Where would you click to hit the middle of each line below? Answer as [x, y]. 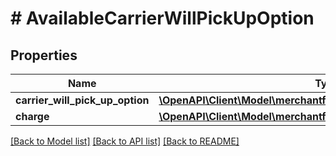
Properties [44, 55]
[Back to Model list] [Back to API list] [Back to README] [125, 141]
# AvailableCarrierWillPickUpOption [162, 18]
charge [32, 116]
